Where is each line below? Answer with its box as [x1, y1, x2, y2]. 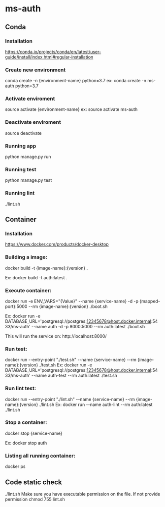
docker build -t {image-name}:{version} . [5, 265, 88, 271]
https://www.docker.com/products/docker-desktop [5, 241, 109, 248]
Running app [5, 142, 36, 149]
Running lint [5, 190, 35, 197]
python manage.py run [5, 154, 51, 160]
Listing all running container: [5, 452, 75, 459]
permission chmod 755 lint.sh [5, 496, 65, 502]
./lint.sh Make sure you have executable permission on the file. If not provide [5, 491, 161, 497]
